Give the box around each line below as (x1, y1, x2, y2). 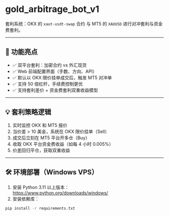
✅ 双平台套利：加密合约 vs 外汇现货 (12, 62, 87, 68)
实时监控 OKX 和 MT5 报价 (12, 122, 68, 128)
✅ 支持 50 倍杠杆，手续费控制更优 (12, 81, 83, 87)
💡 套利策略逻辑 (5, 108, 51, 116)
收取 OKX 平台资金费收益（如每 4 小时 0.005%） (12, 141, 114, 147)
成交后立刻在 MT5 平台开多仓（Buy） (12, 134, 90, 141)
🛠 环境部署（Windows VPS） (5, 168, 99, 176)
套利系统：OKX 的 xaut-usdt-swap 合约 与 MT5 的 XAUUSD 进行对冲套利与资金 (5, 21, 163, 27)
